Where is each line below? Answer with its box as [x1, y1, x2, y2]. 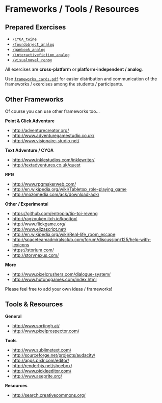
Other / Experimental [5, 201, 49, 207]
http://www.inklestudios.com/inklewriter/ [12, 157, 95, 162]
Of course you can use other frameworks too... [5, 108, 100, 114]
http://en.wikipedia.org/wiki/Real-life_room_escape [12, 231, 116, 237]
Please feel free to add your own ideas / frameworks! [5, 286, 112, 292]
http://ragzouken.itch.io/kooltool [12, 215, 78, 221]
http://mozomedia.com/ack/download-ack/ [12, 191, 100, 197]
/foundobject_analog [12, 42, 54, 47]
